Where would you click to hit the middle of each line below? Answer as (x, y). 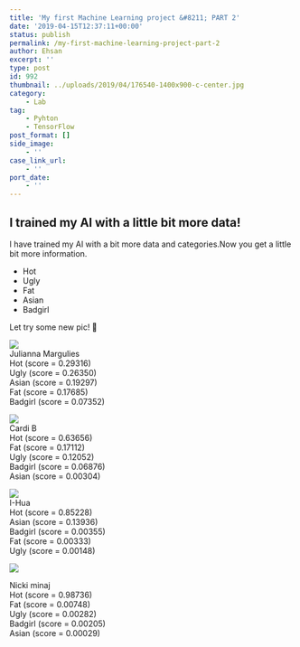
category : (28, 93)
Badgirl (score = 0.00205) (58, 624)
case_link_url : (38, 160)
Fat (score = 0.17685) (49, 392)
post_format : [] (40, 136)
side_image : (32, 144)
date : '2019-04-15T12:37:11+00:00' (76, 26)
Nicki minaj (30, 585)
